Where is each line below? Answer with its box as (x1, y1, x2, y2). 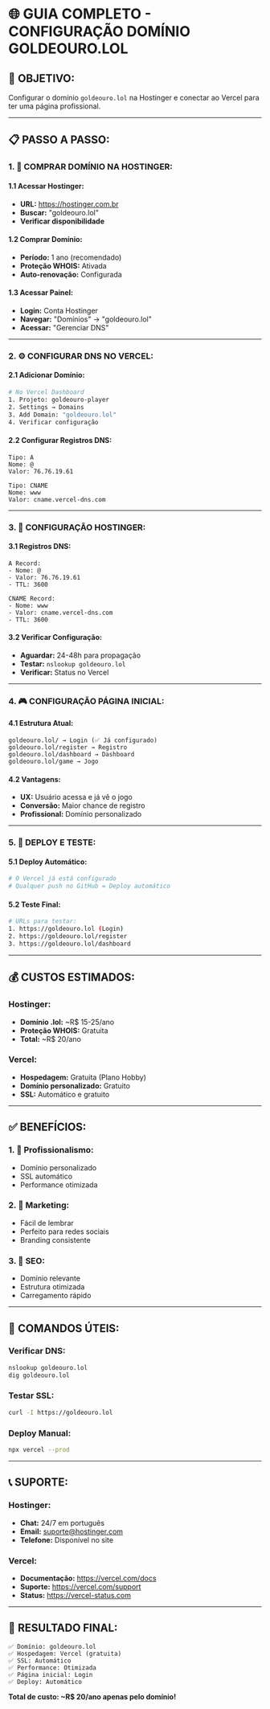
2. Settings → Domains (8, 403, 84, 411)
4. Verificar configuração (8, 418, 99, 426)
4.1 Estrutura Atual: (8, 719, 74, 728)
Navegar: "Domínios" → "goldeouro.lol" (19, 314, 153, 324)
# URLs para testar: (8, 917, 78, 925)
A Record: (8, 559, 42, 568)
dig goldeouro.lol (8, 1371, 70, 1379)
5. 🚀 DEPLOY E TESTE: (8, 837, 96, 848)
